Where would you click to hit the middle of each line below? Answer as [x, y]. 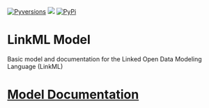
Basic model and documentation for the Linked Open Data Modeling [104, 59]
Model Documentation [73, 95]
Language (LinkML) [35, 66]
